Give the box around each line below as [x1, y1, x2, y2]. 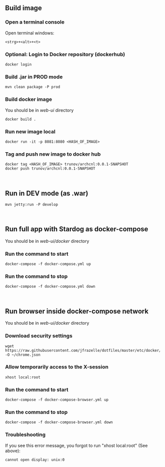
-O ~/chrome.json [5, 352, 41, 357]
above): [5, 448, 21, 454]
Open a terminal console [5, 19, 65, 26]
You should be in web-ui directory [5, 107, 74, 113]
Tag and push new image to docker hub [5, 150, 101, 157]
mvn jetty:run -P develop [5, 202, 58, 207]
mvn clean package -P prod [5, 85, 60, 90]
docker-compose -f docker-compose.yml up [5, 262, 91, 267]
